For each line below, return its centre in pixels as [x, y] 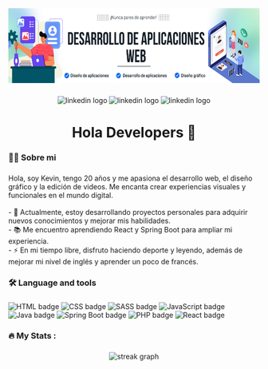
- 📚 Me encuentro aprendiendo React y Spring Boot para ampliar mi [120, 229]
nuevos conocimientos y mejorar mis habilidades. [90, 220]
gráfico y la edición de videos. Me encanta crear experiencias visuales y [127, 186]
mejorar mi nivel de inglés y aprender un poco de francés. [103, 261]
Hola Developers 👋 [134, 133]
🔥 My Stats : [32, 335]
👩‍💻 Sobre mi [32, 157]
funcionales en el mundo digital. [61, 195]
